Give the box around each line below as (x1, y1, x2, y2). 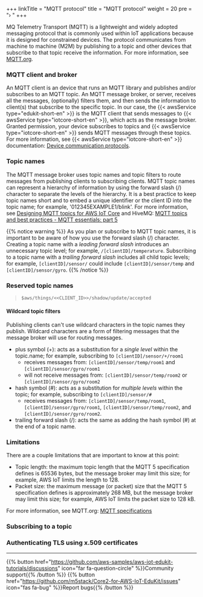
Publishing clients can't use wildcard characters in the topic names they (6, 321, 185, 328)
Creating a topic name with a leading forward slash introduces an (6, 240, 169, 247)
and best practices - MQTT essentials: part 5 (6, 216, 118, 223)
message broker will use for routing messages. (6, 334, 123, 341)
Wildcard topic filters (6, 308, 61, 315)
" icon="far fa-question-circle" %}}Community (57, 564, 174, 572)
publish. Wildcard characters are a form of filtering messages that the (6, 328, 179, 335)
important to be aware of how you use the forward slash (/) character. (6, 234, 180, 241)
